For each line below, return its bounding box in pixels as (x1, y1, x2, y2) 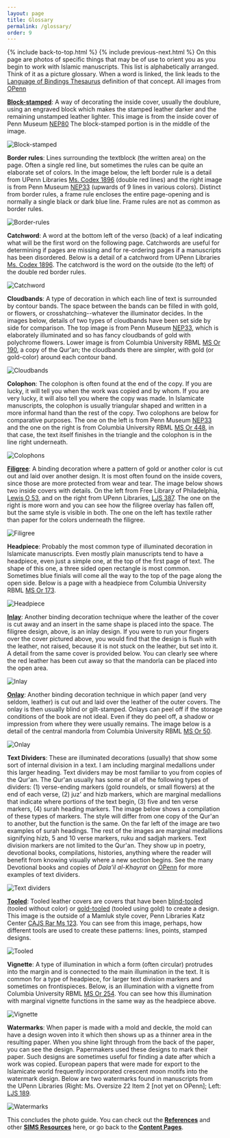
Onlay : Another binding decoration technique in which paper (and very (7, 691, 207, 699)
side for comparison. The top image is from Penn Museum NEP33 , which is (7, 324, 219, 332)
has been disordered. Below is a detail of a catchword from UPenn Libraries (7, 254, 220, 262)
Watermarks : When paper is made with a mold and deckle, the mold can (7, 1023, 212, 1031)
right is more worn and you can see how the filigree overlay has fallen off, (7, 501, 214, 509)
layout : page (7, 10, 44, 17)
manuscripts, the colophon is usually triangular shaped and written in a (7, 401, 207, 410)
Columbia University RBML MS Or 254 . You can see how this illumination (7, 990, 212, 998)
